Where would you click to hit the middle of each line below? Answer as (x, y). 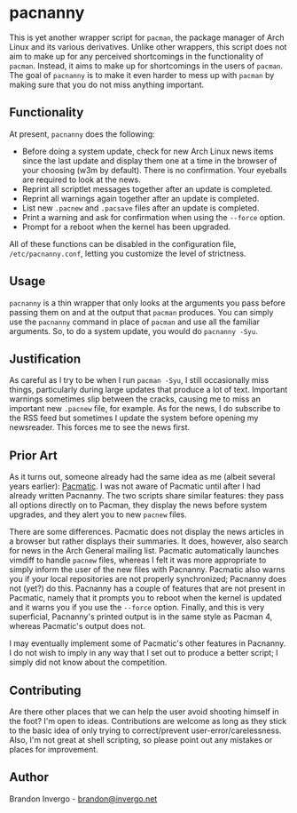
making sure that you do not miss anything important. (107, 84)
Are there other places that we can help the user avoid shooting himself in (144, 712)
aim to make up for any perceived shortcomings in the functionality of (137, 56)
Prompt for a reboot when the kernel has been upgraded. (126, 227)
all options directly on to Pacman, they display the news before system (138, 506)
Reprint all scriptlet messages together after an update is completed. (147, 188)
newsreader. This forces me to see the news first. (100, 427)
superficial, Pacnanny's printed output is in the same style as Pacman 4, (141, 617)
